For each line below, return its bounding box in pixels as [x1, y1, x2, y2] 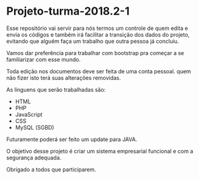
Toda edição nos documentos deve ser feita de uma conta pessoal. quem [6, 67, 191, 75]
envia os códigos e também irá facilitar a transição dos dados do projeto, [6, 31, 190, 38]
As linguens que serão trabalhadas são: [6, 86, 106, 93]
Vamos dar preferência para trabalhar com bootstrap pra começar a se [6, 49, 184, 56]
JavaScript [15, 111, 43, 118]
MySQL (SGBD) [15, 123, 54, 131]
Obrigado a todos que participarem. [6, 166, 96, 173]
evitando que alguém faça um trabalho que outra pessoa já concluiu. [6, 37, 179, 45]
